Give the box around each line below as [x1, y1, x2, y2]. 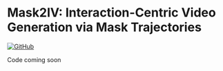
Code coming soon [7, 55, 61, 63]
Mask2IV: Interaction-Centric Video [7, 5, 216, 21]
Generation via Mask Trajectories [7, 19, 202, 35]
